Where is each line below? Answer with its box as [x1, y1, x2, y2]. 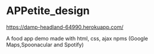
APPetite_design [6, 4, 90, 18]
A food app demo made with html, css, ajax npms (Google [6, 35, 149, 42]
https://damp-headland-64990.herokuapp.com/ [6, 23, 124, 31]
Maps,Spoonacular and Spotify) [6, 41, 84, 48]
